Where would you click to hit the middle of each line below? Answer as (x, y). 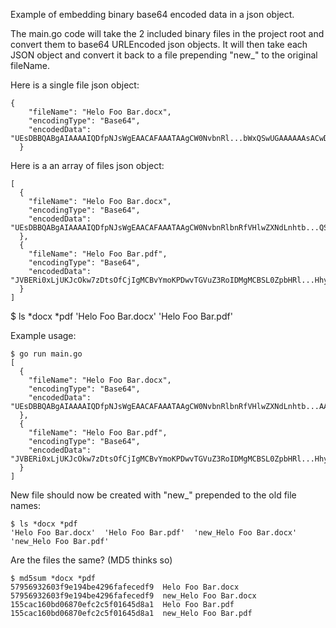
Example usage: (43, 335)
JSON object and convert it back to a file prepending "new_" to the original (164, 55)
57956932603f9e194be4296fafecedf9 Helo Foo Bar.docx (125, 587)
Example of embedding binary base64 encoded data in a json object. (152, 14)
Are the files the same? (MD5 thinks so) (91, 560)
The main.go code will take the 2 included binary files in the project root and (167, 33)
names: (25, 505)
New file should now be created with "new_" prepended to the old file (153, 495)
